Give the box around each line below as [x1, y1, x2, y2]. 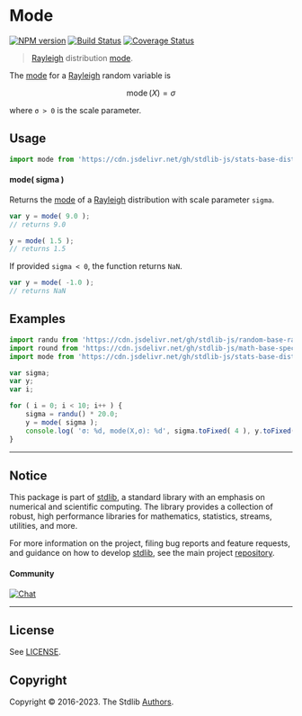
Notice [9, 468, 48, 483]
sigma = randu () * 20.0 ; [25, 410, 119, 419]
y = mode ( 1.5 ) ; [9, 236, 75, 246]
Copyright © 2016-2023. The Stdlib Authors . [9, 696, 174, 707]
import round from [9, 344, 78, 353]
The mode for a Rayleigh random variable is [9, 69, 171, 81]
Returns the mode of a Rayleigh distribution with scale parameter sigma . [9, 194, 275, 205]
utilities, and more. [9, 521, 78, 532]
